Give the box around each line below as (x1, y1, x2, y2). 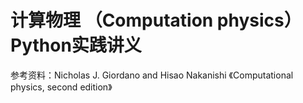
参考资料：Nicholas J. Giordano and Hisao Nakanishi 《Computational (10, 69, 294, 81)
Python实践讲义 (10, 34, 142, 57)
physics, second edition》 (10, 81, 113, 93)
